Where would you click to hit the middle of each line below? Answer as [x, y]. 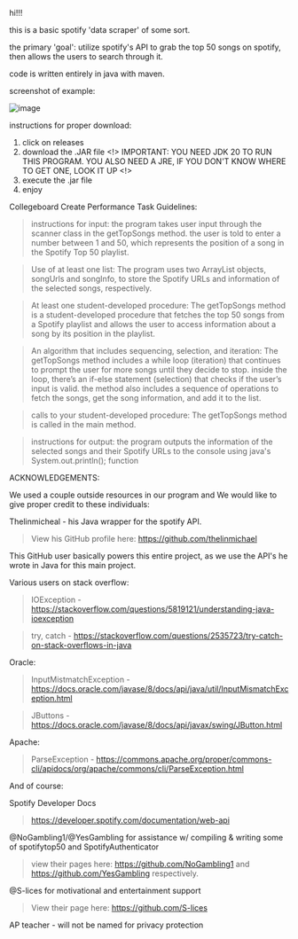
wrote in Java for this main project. [73, 565]
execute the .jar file [57, 180]
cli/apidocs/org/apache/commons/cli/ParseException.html [137, 769]
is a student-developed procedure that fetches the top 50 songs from [158, 315]
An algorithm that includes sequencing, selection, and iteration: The [155, 351]
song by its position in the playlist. [93, 333]
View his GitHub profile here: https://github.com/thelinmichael [144, 539]
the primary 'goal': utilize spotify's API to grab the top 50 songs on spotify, [145, 47]
